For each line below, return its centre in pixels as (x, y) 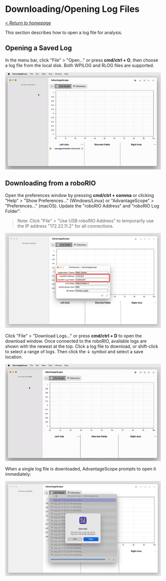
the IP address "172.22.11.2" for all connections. (65, 226)
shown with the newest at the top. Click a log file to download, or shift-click (82, 346)
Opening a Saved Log (39, 48)
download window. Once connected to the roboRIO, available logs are (76, 341)
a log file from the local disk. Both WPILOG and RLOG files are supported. (80, 65)
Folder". (13, 211)
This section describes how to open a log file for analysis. (64, 32)
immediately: (18, 474)
